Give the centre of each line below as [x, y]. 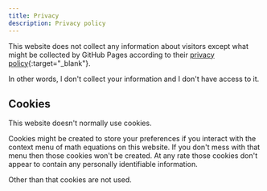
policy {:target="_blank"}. [49, 63]
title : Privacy [34, 16]
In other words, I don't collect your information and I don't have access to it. [134, 79]
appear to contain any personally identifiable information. [103, 165]
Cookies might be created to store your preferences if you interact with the [132, 139]
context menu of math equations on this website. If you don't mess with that [134, 147]
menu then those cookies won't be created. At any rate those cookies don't [133, 156]
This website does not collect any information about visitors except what [129, 46]
